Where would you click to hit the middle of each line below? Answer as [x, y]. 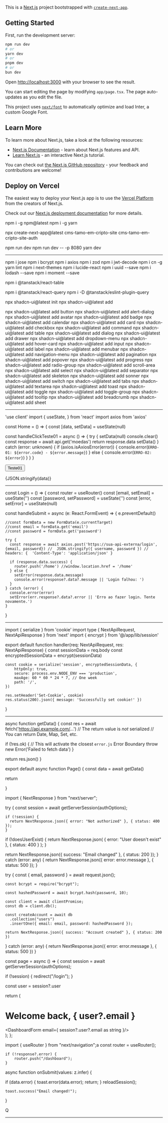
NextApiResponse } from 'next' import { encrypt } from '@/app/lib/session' [82, 635]
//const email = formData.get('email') [47, 527]
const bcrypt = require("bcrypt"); [42, 884]
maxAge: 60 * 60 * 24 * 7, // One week [56, 678]
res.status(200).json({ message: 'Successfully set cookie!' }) [73, 700]
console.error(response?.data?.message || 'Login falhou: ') [79, 580]
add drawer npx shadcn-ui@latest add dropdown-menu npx [67, 338]
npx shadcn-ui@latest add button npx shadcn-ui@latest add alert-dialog [79, 311]
